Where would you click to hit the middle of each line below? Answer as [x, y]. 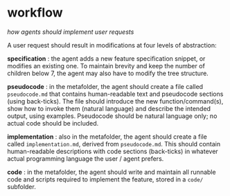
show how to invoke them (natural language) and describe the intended [109, 108]
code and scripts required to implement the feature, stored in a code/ [105, 179]
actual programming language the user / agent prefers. [86, 158]
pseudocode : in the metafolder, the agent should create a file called [105, 86]
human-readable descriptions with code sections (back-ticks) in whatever [113, 151]
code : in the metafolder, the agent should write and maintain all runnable [112, 172]
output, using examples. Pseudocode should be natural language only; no [112, 116]
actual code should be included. [53, 123]
